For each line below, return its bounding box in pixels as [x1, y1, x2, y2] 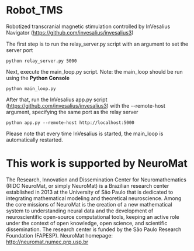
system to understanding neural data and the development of [6, 207, 154, 214]
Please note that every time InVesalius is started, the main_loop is [6, 130, 164, 137]
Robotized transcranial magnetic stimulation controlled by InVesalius [6, 23, 171, 30]
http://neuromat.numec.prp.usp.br [6, 238, 89, 245]
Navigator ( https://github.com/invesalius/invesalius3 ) [6, 29, 134, 36]
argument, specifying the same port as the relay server [6, 108, 138, 115]
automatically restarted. [6, 136, 63, 143]
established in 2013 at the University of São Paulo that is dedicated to [6, 188, 174, 195]
